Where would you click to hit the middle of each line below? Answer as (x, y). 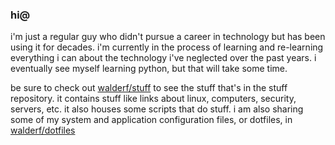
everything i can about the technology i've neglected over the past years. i (163, 58)
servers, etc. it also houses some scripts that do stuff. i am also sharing (157, 109)
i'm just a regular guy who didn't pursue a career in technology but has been (168, 37)
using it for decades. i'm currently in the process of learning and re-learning (167, 47)
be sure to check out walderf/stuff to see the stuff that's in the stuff (149, 88)
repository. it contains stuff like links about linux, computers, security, (153, 99)
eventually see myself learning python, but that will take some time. (149, 69)
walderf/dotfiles (43, 130)
